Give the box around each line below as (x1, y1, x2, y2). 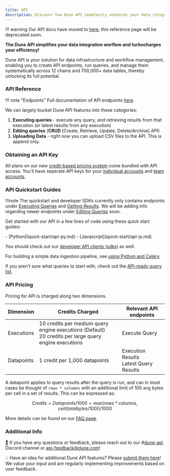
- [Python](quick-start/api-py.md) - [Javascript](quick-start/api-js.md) (5, 233, 152, 240)
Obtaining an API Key (5, 151, 59, 158)
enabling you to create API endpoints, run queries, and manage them (5, 62, 149, 68)
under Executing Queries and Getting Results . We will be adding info (5, 203, 148, 209)
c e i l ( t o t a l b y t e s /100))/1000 (58, 405, 112, 411)
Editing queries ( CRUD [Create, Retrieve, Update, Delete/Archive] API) (12, 128, 160, 134)
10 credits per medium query (39, 320, 109, 327)
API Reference (5, 85, 41, 93)
